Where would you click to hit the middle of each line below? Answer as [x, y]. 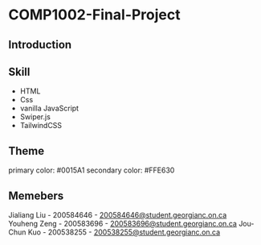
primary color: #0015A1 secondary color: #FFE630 [92, 170]
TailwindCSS [41, 126]
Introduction [40, 45]
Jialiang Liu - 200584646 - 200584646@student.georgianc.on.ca [118, 215]
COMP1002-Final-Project [94, 15]
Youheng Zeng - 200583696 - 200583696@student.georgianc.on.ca [122, 224]
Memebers [36, 195]
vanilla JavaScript [49, 108]
